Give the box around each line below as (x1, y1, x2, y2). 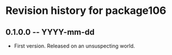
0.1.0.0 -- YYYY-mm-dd (5, 27, 95, 37)
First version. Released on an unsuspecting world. (14, 42, 136, 49)
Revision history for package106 (5, 4, 167, 17)
